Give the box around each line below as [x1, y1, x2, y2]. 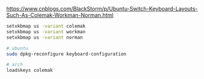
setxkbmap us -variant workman [6, 28, 86, 35]
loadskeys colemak [6, 68, 53, 74]
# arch [6, 62, 23, 68]
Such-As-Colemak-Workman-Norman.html [6, 11, 114, 19]
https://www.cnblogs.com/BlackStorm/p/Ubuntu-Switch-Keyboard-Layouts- [6, 5, 198, 12]
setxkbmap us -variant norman [6, 34, 83, 40]
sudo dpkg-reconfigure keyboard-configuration [6, 51, 127, 57]
